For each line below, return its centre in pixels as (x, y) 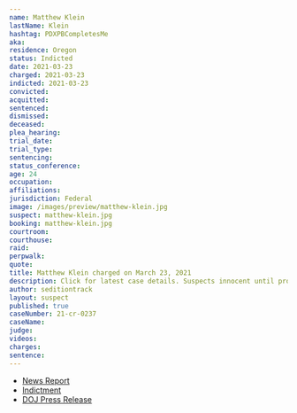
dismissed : (29, 116)
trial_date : (31, 141)
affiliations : (35, 191)
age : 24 (23, 174)
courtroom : (29, 231)
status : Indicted (41, 58)
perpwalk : (27, 257)
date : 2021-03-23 (41, 67)
